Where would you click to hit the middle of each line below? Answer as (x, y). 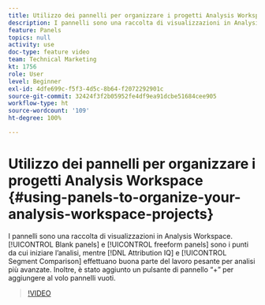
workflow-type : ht (38, 103)
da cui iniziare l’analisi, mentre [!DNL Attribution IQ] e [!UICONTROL (118, 252)
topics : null (30, 37)
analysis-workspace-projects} (111, 214)
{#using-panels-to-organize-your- (125, 197)
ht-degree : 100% (35, 118)
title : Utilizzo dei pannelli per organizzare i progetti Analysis (121, 15)
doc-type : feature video (49, 52)
